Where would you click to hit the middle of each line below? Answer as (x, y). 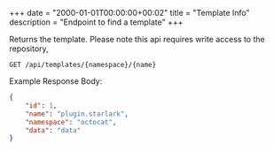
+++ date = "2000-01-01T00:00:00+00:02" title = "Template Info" (129, 13)
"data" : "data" (53, 130)
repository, (29, 49)
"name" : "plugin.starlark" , (77, 114)
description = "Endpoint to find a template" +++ (96, 22)
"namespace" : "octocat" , (71, 122)
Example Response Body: (56, 81)
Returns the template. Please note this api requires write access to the (137, 39)
